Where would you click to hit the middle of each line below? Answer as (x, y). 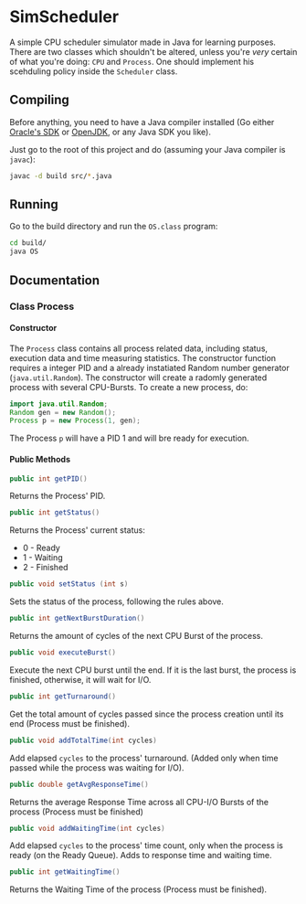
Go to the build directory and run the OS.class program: (114, 227)
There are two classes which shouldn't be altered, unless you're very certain (153, 51)
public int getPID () (49, 479)
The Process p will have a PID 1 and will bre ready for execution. (129, 438)
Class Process (42, 306)
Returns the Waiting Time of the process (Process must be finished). (138, 889)
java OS (24, 252)
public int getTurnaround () (63, 697)
